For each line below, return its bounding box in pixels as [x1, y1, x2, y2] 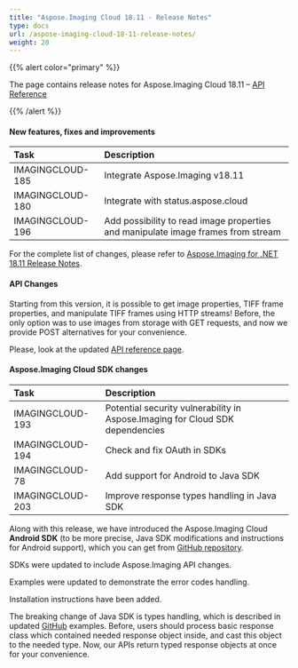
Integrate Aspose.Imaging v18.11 [104, 170, 245, 182]
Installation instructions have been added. [9, 593, 162, 604]
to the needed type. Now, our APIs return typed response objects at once [9, 639, 278, 649]
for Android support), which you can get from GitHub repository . [9, 542, 244, 553]
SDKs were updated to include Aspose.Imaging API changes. [9, 559, 232, 569]
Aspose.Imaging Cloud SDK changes [9, 364, 148, 375]
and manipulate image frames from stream [104, 226, 281, 238]
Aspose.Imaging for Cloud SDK [105, 412, 235, 425]
